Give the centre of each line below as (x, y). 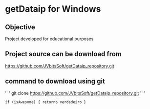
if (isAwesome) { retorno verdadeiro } (46, 102)
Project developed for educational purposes (49, 39)
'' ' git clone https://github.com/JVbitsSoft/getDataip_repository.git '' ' (75, 93)
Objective (20, 27)
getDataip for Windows (53, 9)
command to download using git (55, 81)
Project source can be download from (64, 54)
